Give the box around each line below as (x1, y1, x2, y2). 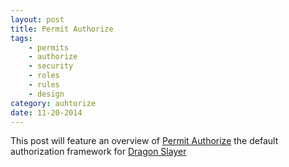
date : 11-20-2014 (10, 107, 83, 118)
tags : (10, 33, 33, 43)
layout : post (10, 14, 65, 25)
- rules (28, 80, 60, 90)
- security (28, 61, 74, 71)
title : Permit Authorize (10, 24, 114, 34)
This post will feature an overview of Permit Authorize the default (10, 135, 279, 147)
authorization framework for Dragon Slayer (10, 146, 187, 158)
